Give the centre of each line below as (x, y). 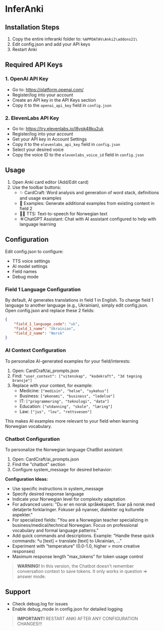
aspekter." (22, 515)
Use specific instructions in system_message (58, 488)
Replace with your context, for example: (52, 385)
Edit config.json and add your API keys (51, 44)
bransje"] (22, 380)
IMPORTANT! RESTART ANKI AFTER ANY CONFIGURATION (78, 618)
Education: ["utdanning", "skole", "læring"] (66, 406)
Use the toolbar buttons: (37, 187)
